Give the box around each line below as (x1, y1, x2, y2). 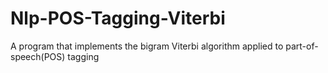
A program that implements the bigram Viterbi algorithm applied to (10, 40, 284, 52)
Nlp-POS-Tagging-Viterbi (10, 7, 226, 30)
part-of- (285, 40, 319, 52)
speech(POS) (10, 50, 66, 62)
